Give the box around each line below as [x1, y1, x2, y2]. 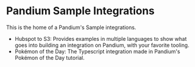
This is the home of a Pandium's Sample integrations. [6, 24, 136, 31]
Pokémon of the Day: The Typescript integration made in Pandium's [14, 47, 181, 55]
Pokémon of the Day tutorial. [14, 54, 85, 61]
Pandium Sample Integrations [6, 4, 155, 18]
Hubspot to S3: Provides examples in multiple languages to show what [14, 35, 187, 42]
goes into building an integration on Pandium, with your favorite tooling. [14, 42, 190, 49]
